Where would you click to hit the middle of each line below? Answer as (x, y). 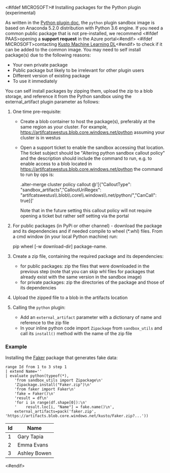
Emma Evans (33, 445)
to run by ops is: (37, 174)
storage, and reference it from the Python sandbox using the (69, 96)
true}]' (27, 201)
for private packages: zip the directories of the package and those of (92, 282)
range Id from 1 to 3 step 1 (36, 367)
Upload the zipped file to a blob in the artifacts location (70, 298)
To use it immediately (35, 81)
